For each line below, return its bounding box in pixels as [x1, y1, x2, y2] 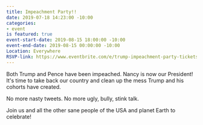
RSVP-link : [6, 54, 34, 60]
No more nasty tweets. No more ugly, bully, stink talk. [6, 95, 139, 102]
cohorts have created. [6, 83, 62, 91]
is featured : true [6, 31, 53, 37]
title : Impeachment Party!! [6, 8, 77, 15]
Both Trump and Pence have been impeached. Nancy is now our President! [6, 70, 193, 77]
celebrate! [6, 113, 32, 120]
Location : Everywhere [6, 48, 61, 54]
